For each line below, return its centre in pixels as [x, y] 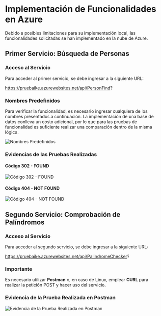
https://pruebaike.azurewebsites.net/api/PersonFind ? [59, 88]
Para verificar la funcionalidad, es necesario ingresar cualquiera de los [77, 111]
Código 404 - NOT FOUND [32, 188]
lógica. [12, 132]
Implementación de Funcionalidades [81, 9]
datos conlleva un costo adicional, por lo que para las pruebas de [71, 122]
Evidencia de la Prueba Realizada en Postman [61, 298]
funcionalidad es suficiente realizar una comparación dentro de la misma [79, 127]
